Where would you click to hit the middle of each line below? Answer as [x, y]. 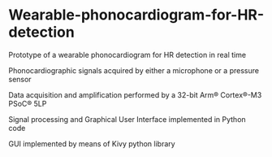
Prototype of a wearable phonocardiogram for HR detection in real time [127, 55]
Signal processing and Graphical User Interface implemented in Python [127, 119]
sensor [20, 79]
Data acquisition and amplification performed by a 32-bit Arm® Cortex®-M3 [135, 94]
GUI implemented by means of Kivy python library [92, 143]
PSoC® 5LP [28, 103]
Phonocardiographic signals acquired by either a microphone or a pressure [134, 70]
